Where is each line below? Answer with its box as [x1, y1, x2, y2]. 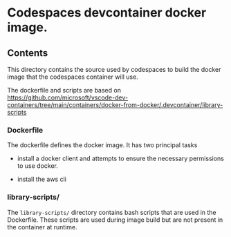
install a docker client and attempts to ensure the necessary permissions [17, 154, 225, 163]
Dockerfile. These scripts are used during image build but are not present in [7, 216, 223, 224]
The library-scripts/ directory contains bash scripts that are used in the [7, 208, 216, 216]
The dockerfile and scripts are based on [7, 86, 121, 94]
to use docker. [17, 162, 59, 170]
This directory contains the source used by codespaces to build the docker [7, 66, 221, 73]
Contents [7, 47, 48, 59]
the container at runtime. [7, 222, 77, 231]
